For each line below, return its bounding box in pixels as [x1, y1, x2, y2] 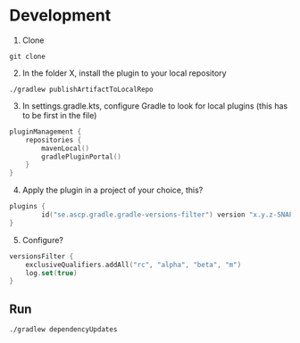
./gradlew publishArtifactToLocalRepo [9, 85, 154, 94]
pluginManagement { [9, 127, 82, 136]
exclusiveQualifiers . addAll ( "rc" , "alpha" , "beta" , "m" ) [25, 260, 242, 269]
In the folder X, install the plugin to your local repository [21, 68, 227, 78]
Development [9, 5, 112, 26]
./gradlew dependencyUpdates [9, 325, 118, 334]
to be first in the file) [21, 110, 97, 120]
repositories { [25, 135, 82, 144]
